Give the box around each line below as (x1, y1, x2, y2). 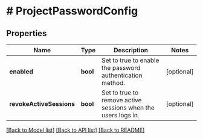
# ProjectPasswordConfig (6, 4, 138, 18)
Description (114, 46, 148, 54)
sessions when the (101, 103, 155, 112)
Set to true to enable (101, 56, 159, 64)
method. (101, 79, 126, 87)
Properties (6, 28, 47, 39)
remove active (101, 96, 142, 104)
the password (101, 64, 141, 72)
